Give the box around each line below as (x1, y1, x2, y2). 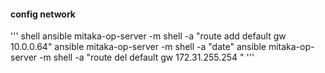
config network (10, 8, 76, 20)
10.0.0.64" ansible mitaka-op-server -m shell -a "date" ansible (10, 41, 267, 53)
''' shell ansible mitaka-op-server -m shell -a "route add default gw (10, 30, 287, 42)
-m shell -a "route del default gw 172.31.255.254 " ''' (39, 51, 255, 64)
